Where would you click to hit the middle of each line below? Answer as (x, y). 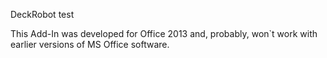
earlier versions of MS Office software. (90, 44)
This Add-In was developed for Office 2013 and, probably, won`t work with (164, 33)
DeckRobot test (42, 14)
